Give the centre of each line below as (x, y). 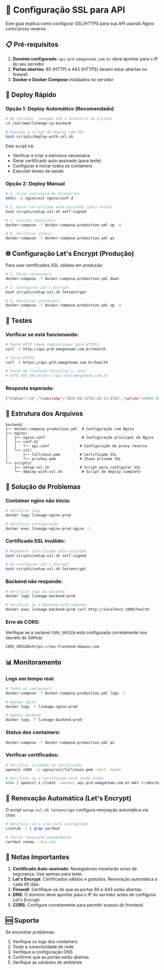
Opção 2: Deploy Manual (35, 183)
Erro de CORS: (23, 622)
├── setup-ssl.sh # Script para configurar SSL (77, 468)
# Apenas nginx (21, 702)
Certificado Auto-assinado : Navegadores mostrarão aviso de (75, 869)
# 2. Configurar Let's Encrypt (37, 287)
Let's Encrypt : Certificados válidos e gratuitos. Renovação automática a (85, 879)
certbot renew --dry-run (31, 842)
